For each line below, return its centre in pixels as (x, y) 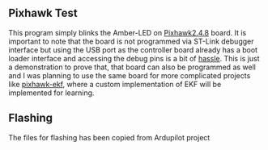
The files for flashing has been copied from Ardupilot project (109, 137)
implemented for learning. (51, 93)
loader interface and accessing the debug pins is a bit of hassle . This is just (134, 58)
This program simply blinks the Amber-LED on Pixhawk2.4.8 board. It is (128, 32)
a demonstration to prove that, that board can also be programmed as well (132, 67)
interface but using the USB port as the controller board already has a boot (133, 50)
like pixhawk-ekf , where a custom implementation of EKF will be (115, 84)
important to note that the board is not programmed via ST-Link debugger (131, 41)
